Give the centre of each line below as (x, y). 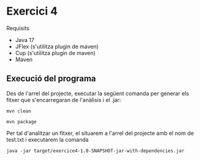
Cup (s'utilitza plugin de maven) (55, 53)
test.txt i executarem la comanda (47, 139)
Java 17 (25, 40)
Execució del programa (51, 78)
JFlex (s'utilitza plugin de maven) (57, 46)
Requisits (18, 28)
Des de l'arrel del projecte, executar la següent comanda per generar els (98, 93)
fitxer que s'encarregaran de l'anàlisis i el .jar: (64, 100)
